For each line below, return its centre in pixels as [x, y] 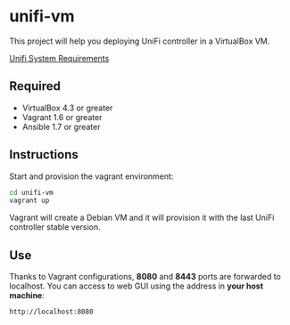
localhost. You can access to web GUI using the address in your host [137, 286]
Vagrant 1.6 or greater [62, 117]
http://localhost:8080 [51, 312]
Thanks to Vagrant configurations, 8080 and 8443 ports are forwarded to [145, 277]
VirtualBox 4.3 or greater [67, 108]
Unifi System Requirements [59, 58]
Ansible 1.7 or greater [61, 126]
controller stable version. [55, 227]
